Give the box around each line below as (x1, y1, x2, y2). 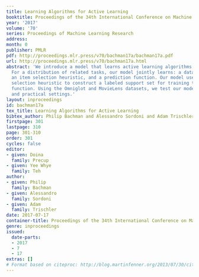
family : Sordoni (11, 196, 52, 202)
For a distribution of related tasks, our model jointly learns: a (11, 69, 182, 75)
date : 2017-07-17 (6, 212, 49, 218)
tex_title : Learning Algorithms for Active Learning (6, 108, 139, 114)
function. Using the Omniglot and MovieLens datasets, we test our (11, 86, 182, 92)
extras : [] (6, 256, 33, 262)
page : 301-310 (6, 130, 41, 136)
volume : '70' (6, 25, 38, 31)
